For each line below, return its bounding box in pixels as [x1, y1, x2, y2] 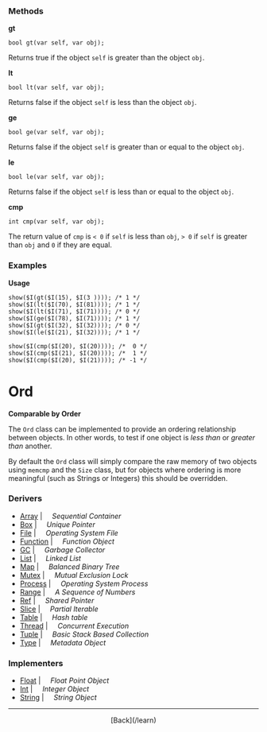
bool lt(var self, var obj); [8, 83, 105, 92]
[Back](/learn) [110, 715, 157, 725]
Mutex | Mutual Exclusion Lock [19, 570, 129, 579]
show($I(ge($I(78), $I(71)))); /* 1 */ [8, 314, 141, 323]
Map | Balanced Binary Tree [19, 562, 120, 571]
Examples [8, 260, 48, 271]
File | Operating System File [19, 528, 119, 537]
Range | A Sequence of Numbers [19, 587, 136, 597]
